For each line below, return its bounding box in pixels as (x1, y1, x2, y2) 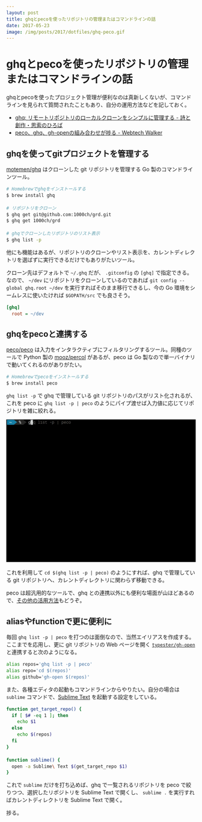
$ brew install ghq (6, 192, 55, 199)
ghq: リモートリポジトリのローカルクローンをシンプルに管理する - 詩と (14, 114, 191, 121)
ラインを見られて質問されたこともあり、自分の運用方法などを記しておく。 (6, 101, 191, 109)
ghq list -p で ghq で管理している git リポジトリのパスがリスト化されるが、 (6, 392, 196, 400)
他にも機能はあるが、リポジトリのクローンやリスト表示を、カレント (6, 248, 175, 256)
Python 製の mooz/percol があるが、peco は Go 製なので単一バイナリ (23, 354, 195, 361)
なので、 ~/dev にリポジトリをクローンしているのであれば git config (6, 276, 177, 284)
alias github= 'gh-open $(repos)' (6, 674, 90, 680)
